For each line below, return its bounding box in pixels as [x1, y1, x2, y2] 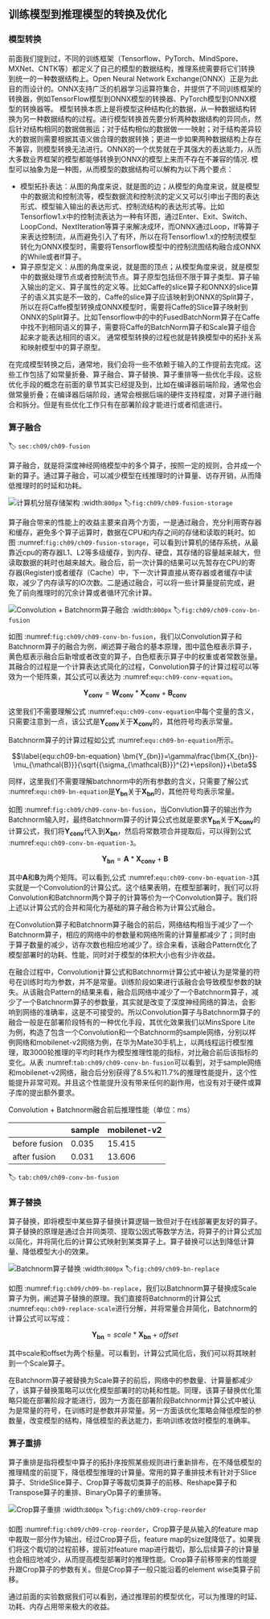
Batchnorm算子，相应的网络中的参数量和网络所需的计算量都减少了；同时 [8, 929, 249, 939]
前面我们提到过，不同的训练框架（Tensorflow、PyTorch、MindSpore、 [8, 53, 243, 63]
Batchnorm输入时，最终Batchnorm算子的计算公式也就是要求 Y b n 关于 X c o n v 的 [8, 815, 261, 826]
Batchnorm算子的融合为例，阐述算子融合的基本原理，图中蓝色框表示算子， [8, 641, 256, 651]
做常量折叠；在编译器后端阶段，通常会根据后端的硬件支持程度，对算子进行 [8, 389, 255, 399]
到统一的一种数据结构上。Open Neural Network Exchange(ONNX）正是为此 [8, 73, 259, 83]
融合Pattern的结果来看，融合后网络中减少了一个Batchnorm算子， [35, 987, 252, 996]
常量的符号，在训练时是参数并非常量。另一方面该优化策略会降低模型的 [22, 1405, 255, 1415]
